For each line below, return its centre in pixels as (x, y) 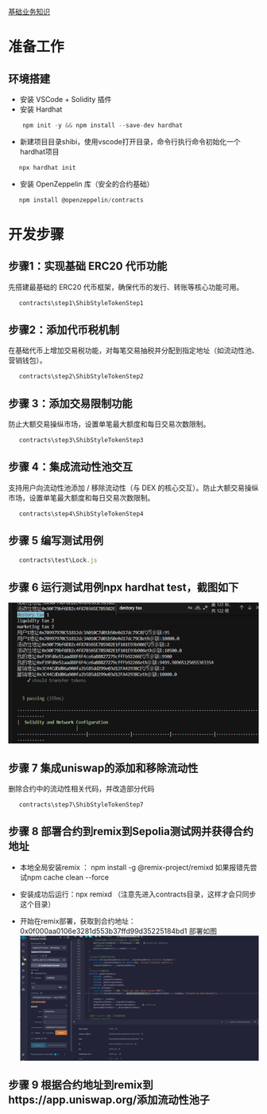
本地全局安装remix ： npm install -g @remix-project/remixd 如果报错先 (135, 867)
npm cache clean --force (68, 877)
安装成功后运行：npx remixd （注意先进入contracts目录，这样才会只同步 (138, 894)
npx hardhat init (48, 167)
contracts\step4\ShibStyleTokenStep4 (81, 514)
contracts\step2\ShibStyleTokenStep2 (81, 377)
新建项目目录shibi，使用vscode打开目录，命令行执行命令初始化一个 (130, 141)
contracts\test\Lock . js (58, 560)
